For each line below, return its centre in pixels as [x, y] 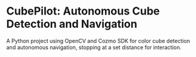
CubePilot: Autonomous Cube [83, 11]
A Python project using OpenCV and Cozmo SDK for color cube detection [98, 41]
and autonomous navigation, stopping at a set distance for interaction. [94, 47]
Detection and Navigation [72, 24]
